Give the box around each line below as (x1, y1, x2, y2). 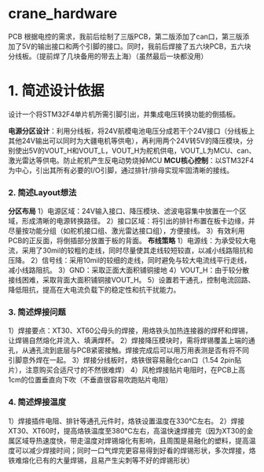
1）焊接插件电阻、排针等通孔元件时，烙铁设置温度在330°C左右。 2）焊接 (8, 416, 245, 426)
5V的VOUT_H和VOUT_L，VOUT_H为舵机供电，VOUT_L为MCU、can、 (28, 146, 256, 155)
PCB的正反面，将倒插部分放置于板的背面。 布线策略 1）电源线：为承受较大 (8, 236, 249, 245)
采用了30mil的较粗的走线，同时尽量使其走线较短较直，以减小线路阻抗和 (21, 245, 254, 256)
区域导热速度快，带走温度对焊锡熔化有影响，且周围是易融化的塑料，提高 (14, 436, 249, 445)
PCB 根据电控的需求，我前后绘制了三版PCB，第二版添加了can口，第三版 (8, 31, 243, 41)
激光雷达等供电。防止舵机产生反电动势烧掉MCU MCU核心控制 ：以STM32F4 (8, 155, 254, 165)
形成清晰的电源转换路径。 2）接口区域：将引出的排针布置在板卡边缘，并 (21, 216, 255, 226)
